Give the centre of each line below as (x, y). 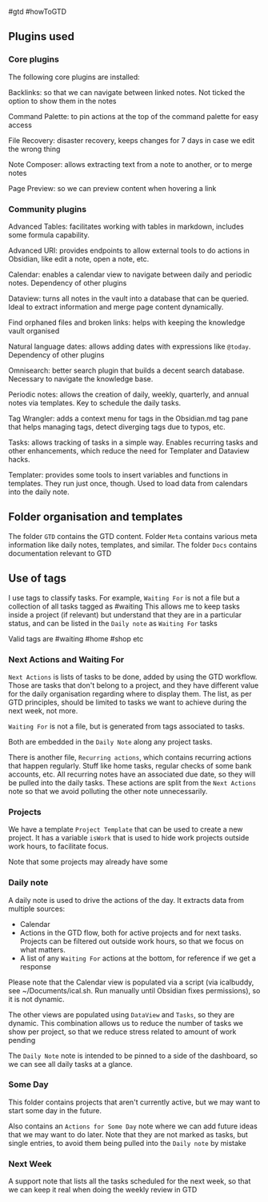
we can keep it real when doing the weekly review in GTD (103, 1190)
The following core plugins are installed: (74, 77)
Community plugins (47, 209)
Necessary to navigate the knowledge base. (81, 378)
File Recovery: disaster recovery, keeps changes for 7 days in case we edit (132, 140)
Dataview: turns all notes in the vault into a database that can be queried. (129, 298)
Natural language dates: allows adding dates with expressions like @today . (130, 346)
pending (22, 1040)
